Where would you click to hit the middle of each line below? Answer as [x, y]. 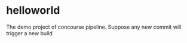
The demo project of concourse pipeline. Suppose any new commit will [94, 27]
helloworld [33, 10]
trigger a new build [29, 33]
